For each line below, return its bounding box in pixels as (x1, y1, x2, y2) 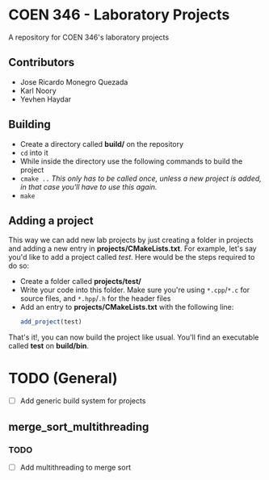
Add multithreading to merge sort (19, 462, 132, 472)
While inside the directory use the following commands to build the (19, 156, 243, 166)
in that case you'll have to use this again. (19, 182, 158, 191)
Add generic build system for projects (19, 396, 146, 406)
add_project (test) (19, 318, 82, 326)
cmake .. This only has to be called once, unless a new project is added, (19, 173, 263, 183)
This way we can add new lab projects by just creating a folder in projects (8, 236, 254, 245)
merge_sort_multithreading (8, 419, 149, 433)
